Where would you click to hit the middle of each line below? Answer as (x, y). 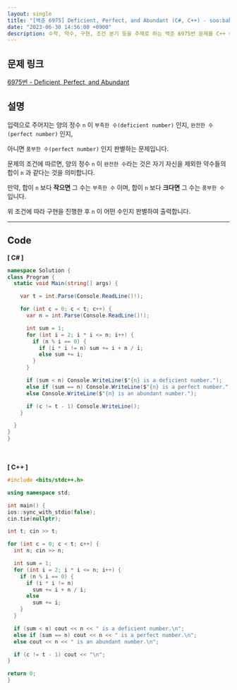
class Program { (31, 277)
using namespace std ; (39, 492)
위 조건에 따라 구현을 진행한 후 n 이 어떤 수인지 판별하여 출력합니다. (99, 211)
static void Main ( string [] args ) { (66, 284)
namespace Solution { (39, 270)
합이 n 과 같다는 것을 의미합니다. (51, 172)
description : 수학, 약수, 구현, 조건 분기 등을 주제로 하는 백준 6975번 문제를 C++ (117, 34)
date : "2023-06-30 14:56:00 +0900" (60, 27)
